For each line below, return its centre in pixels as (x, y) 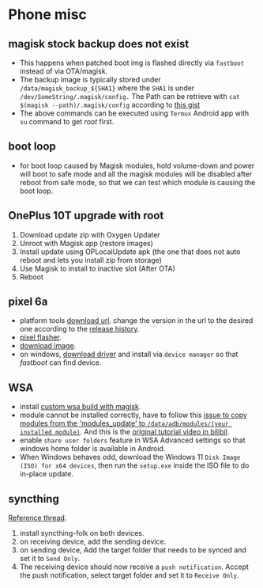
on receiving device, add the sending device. (93, 542)
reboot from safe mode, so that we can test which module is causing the (137, 182)
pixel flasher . (40, 337)
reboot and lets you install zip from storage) (90, 260)
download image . (48, 346)
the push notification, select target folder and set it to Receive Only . (129, 575)
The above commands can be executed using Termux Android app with (134, 113)
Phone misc (47, 15)
